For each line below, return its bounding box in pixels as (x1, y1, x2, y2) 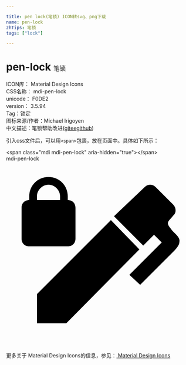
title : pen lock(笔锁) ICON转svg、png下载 (6, 13, 106, 19)
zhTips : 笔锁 (6, 25, 36, 31)
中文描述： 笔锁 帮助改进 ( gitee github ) (6, 124, 94, 132)
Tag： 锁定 (6, 110, 31, 117)
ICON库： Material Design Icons (6, 80, 83, 88)
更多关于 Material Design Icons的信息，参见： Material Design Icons (6, 352, 171, 359)
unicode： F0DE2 (6, 95, 49, 103)
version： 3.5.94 (6, 103, 46, 110)
